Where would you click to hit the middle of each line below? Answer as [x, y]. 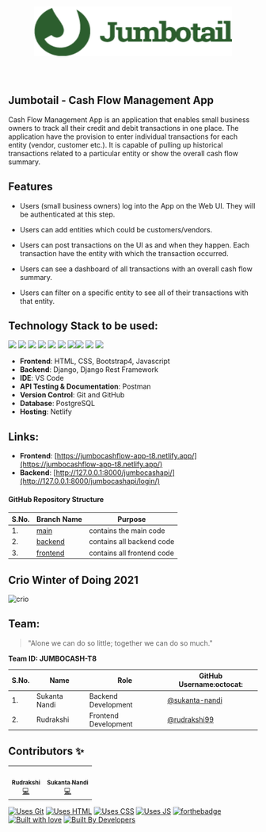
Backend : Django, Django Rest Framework [89, 370]
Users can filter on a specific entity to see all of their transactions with [134, 293]
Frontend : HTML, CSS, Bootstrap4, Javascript [95, 361]
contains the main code [127, 531]
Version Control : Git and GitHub [72, 395]
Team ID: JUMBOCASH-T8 [53, 658]
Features [30, 187]
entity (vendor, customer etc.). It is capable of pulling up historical [116, 144]
